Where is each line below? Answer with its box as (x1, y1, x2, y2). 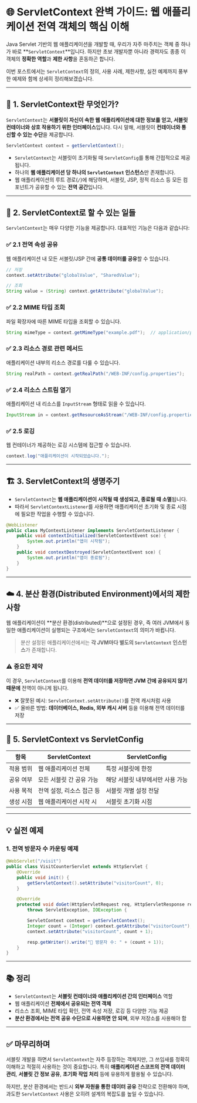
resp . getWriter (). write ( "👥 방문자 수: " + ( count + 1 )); (27, 939, 164, 945)
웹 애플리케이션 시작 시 (38, 797, 97, 806)
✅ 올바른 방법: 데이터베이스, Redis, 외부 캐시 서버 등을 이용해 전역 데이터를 (14, 704, 185, 711)
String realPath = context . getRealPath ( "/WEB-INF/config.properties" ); (6, 371, 185, 377)
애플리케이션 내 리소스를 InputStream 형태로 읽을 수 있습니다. (6, 400, 146, 407)
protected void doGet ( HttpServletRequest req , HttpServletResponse (16, 901, 185, 908)
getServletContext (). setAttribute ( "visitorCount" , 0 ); (27, 880, 164, 886)
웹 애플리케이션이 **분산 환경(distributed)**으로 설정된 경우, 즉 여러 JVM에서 (6, 619, 184, 626)
